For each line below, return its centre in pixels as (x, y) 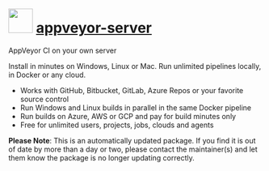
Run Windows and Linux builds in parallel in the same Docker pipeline (136, 107)
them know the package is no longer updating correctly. (102, 157)
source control (44, 99)
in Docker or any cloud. (47, 75)
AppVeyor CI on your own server (63, 50)
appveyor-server (94, 28)
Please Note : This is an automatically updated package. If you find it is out (132, 140)
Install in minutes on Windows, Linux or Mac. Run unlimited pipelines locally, (135, 66)
